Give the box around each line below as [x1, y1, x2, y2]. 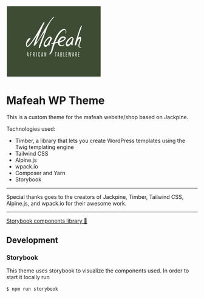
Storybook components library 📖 [6, 217, 88, 224]
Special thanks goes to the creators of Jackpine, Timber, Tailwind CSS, [6, 193, 184, 201]
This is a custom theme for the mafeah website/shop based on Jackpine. [6, 114, 189, 121]
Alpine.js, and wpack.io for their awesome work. [6, 200, 127, 207]
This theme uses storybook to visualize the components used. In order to [6, 267, 189, 274]
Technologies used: [6, 125, 56, 133]
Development [6, 235, 59, 245]
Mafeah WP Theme [6, 94, 105, 107]
